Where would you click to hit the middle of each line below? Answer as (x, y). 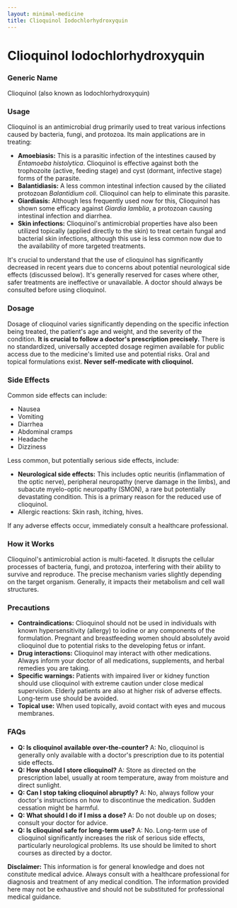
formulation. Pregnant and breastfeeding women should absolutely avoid (123, 638)
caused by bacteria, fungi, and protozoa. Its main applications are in (106, 135)
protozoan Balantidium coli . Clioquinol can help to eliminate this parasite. (124, 194)
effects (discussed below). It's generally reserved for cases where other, (113, 275)
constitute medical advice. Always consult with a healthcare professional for (118, 874)
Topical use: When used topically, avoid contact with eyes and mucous (122, 706)
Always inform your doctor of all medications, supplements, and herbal (121, 661)
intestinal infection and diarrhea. (64, 216)
